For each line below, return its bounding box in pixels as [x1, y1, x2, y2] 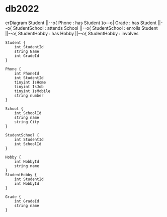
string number [14, 93, 44, 98]
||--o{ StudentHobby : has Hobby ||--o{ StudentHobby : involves [5, 30, 139, 36]
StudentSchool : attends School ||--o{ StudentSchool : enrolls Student [13, 25, 158, 31]
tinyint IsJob [14, 84, 44, 89]
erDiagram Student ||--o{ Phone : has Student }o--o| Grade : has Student [5, 20, 157, 26]
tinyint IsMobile [14, 89, 51, 94]
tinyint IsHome [14, 80, 46, 85]
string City [14, 119, 39, 124]
